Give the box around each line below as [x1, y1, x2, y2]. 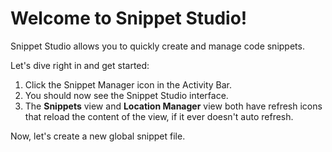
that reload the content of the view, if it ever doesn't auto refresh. [24, 110, 294, 122]
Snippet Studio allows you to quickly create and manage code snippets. [10, 40, 305, 52]
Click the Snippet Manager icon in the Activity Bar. [24, 78, 232, 91]
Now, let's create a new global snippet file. [10, 130, 186, 142]
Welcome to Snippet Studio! [10, 7, 248, 30]
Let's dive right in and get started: [10, 59, 150, 71]
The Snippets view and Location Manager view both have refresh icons [24, 100, 323, 112]
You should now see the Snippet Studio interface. [24, 89, 229, 101]
